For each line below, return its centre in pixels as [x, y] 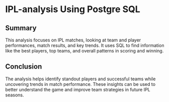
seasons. [15, 95]
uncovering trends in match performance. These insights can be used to [80, 84]
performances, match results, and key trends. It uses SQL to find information [85, 45]
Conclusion [24, 67]
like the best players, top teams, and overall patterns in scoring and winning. [84, 51]
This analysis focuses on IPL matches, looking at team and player [73, 40]
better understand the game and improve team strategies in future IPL [78, 89]
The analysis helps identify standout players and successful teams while [80, 79]
